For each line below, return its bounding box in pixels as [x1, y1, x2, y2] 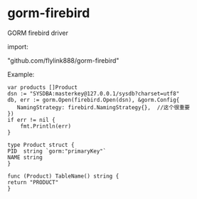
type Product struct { [7, 141, 75, 148]
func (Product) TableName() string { [7, 173, 119, 180]
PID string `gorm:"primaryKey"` [7, 148, 107, 155]
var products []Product [7, 83, 78, 91]
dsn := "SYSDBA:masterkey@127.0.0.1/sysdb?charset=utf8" [7, 90, 180, 97]
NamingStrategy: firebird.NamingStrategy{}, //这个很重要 [16, 103, 191, 111]
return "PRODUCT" [7, 178, 59, 186]
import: [7, 42, 28, 51]
